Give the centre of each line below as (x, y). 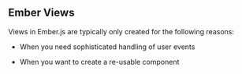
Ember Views (41, 13)
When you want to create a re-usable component (99, 62)
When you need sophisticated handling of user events (107, 47)
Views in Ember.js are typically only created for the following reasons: (121, 31)
